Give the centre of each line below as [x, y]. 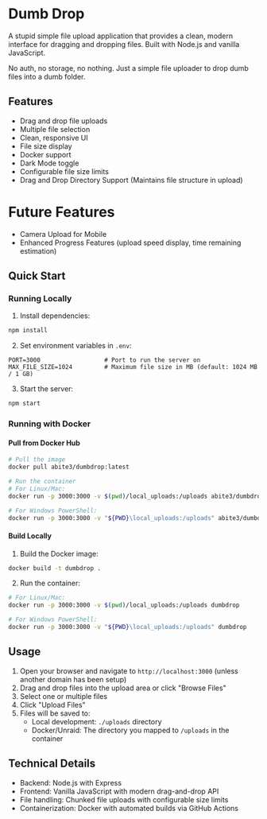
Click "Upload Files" [52, 704]
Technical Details [52, 764]
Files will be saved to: [55, 713]
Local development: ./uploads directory [97, 721]
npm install [28, 331]
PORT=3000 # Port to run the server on [104, 360]
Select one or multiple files [64, 696]
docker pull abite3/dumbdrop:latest [69, 467]
